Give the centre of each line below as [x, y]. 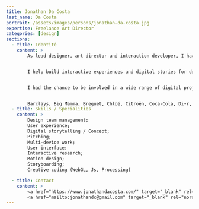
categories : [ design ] [33, 34]
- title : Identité [34, 45]
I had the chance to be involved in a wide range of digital [105, 88]
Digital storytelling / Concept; [69, 131]
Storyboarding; [46, 164]
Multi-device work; [52, 142]
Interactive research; [55, 153]
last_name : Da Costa [32, 17]
